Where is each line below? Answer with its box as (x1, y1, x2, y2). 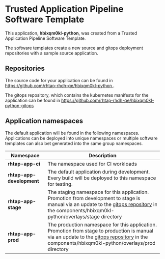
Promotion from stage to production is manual (47, 227, 154, 234)
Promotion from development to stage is (47, 195, 140, 201)
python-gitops (5, 102, 34, 109)
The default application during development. (47, 168, 150, 175)
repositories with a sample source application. (5, 50, 98, 56)
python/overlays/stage (47, 213, 100, 220)
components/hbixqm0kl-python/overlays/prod (47, 239, 156, 246)
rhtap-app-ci (7, 160, 40, 167)
